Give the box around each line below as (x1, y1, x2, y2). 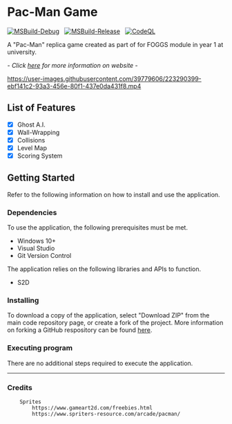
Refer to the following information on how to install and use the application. (7, 190, 220, 199)
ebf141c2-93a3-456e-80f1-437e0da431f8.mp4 (7, 82, 142, 90)
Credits (7, 382, 32, 392)
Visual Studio (17, 244, 55, 252)
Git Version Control (17, 252, 72, 260)
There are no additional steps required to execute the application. (7, 359, 193, 367)
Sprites (19, 398, 41, 405)
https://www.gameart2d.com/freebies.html (32, 405, 153, 412)
